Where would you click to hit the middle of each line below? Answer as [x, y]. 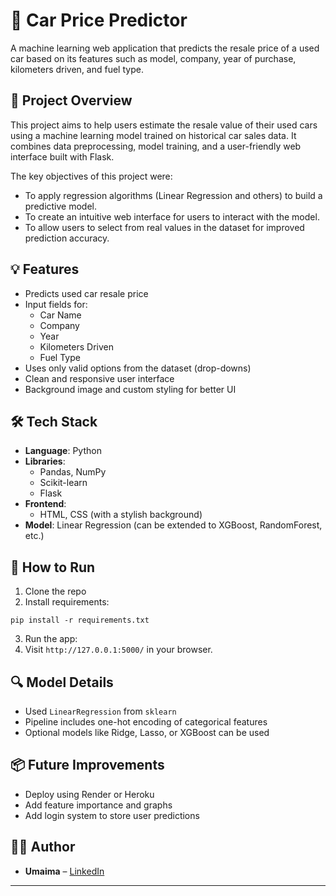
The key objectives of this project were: [91, 176]
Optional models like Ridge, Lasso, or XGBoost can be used [147, 732]
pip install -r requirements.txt [80, 620]
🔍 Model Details [62, 682]
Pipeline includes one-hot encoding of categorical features [146, 722]
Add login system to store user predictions [112, 815]
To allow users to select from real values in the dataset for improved [164, 227]
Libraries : [45, 461]
